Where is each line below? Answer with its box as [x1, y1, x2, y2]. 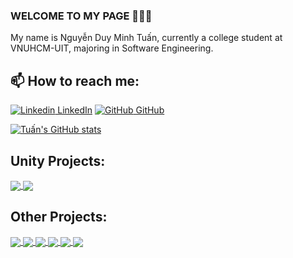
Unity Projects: [10, 152, 106, 169]
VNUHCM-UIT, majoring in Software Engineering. [10, 42, 214, 54]
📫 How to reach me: [10, 72, 140, 89]
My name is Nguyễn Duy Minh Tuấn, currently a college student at [10, 32, 283, 44]
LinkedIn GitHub [57, 104, 165, 116]
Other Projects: [10, 209, 108, 226]
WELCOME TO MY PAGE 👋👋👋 [10, 9, 153, 23]
